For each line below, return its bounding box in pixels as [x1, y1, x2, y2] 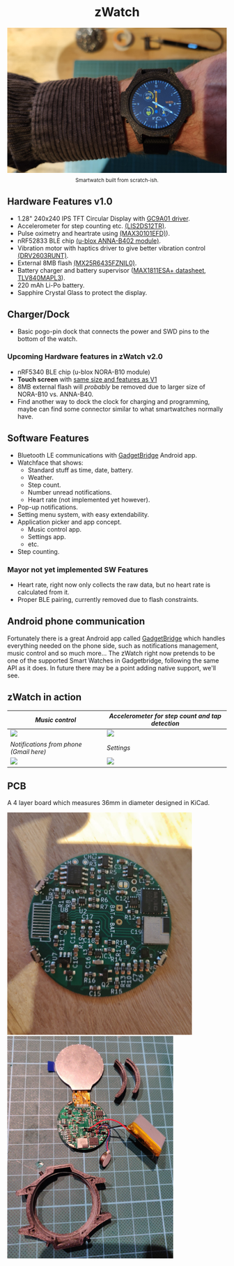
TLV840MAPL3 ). [17, 273, 65, 282]
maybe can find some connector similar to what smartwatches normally [17, 405, 224, 413]
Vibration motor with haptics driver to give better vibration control [17, 243, 205, 252]
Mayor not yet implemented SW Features [7, 564, 148, 574]
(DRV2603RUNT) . [17, 251, 69, 259]
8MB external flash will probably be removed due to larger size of [17, 382, 205, 391]
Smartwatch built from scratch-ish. [75, 176, 159, 183]
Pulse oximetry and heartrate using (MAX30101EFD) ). [17, 229, 171, 237]
